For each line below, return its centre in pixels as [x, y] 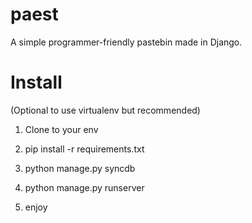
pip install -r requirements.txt [84, 149]
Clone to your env [61, 129]
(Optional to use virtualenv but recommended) [105, 110]
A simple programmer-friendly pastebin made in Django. [126, 42]
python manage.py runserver [84, 187]
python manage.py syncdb [80, 168]
